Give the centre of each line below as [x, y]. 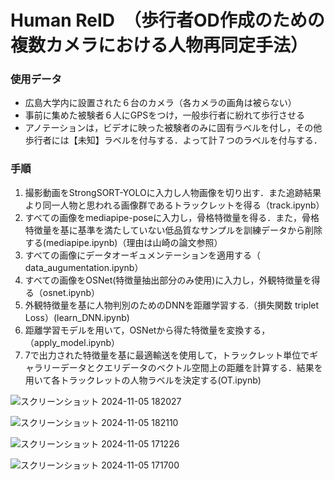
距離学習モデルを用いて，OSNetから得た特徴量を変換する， [147, 330]
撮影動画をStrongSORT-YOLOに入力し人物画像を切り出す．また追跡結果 [173, 192]
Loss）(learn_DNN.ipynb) [77, 317]
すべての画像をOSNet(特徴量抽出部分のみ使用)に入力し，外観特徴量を [168, 280]
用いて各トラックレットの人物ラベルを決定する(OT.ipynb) [143, 380]
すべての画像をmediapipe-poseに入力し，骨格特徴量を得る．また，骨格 [172, 217]
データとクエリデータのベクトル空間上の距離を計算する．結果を [191, 367]
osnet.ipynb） [71, 292]
